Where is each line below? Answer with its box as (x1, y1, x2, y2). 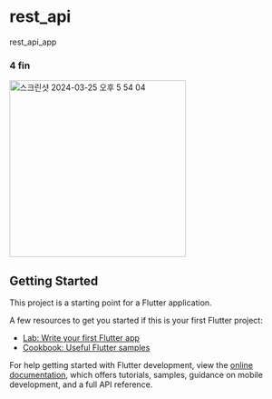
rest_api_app (9, 36, 57, 47)
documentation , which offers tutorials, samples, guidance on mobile (9, 370, 263, 381)
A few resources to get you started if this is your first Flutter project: (9, 315, 263, 326)
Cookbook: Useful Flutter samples (22, 343, 151, 354)
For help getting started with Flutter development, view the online (9, 360, 254, 371)
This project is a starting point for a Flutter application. (9, 297, 212, 308)
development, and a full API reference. (9, 379, 153, 390)
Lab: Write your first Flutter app (22, 333, 141, 344)
